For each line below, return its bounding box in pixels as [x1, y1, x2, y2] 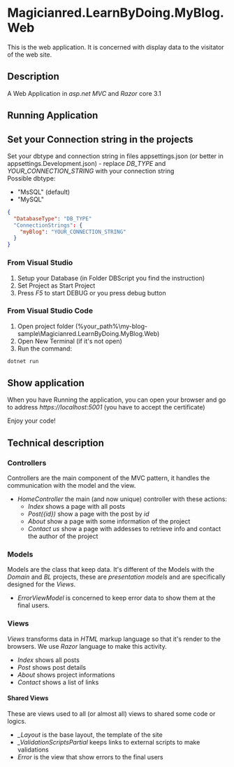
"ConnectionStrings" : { [13, 222, 82, 229]
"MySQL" [17, 195, 44, 204]
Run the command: [17, 344, 72, 353]
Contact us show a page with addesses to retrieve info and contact [27, 525, 221, 533]
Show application [7, 377, 85, 389]
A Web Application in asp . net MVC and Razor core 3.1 [7, 89, 162, 97]
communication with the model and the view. [7, 481, 136, 490]
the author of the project [27, 532, 98, 540]
